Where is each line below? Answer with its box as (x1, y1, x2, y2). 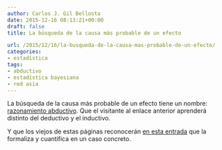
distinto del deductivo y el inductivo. (7, 114, 111, 122)
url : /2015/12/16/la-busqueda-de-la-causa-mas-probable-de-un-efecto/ (7, 42, 216, 49)
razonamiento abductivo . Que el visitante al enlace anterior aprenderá (7, 106, 207, 115)
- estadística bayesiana (7, 74, 79, 81)
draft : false (7, 23, 45, 30)
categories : (7, 48, 42, 55)
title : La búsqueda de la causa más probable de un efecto (7, 29, 182, 37)
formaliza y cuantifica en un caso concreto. (7, 135, 132, 143)
